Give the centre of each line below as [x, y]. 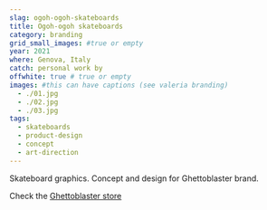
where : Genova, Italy [50, 60]
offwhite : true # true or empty [70, 77]
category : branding [46, 34]
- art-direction [48, 152]
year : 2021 [30, 52]
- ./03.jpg [38, 110]
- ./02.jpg [38, 102]
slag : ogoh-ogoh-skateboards [64, 18]
